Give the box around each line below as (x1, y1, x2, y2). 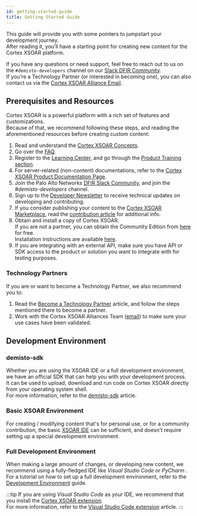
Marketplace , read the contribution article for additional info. (14, 211, 161, 218)
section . (14, 161, 35, 168)
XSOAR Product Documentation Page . (14, 173, 107, 180)
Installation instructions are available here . (14, 236, 117, 243)
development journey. (6, 36, 59, 44)
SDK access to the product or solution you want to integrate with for (14, 248, 180, 255)
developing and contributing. (14, 198, 85, 205)
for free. (14, 229, 35, 237)
